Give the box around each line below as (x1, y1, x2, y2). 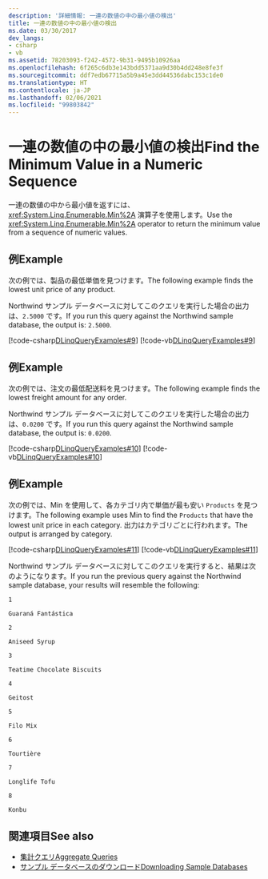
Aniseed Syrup (8, 637, 56, 645)
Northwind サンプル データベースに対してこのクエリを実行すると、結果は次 (8, 561, 256, 571)
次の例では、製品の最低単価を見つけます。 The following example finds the (8, 275, 254, 285)
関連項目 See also (8, 829, 94, 843)
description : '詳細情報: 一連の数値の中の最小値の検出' (8, 11, 177, 20)
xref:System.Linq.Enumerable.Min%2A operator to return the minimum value (8, 219, 261, 229)
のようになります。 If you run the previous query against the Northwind (8, 571, 242, 580)
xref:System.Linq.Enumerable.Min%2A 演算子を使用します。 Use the (8, 210, 233, 220)
